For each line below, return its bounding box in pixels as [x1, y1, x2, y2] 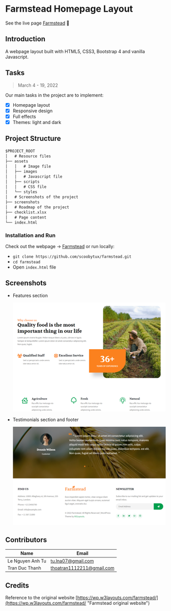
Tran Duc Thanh [7, 565, 42, 571]
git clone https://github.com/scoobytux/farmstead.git [12, 254, 132, 259]
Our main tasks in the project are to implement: [5, 92, 104, 98]
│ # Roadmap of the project [5, 205, 70, 210]
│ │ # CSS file [5, 184, 47, 189]
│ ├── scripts [5, 179, 40, 184]
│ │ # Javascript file [5, 174, 63, 179]
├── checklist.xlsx [5, 210, 47, 215]
